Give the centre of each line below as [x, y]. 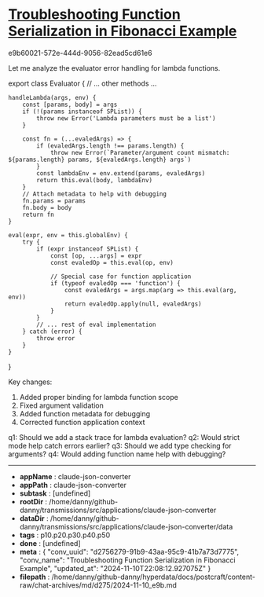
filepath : [35, 577]
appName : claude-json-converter [75, 476]
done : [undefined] [50, 543]
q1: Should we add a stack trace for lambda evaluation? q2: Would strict [124, 437]
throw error [56, 338]
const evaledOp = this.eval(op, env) [112, 262]
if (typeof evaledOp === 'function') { [115, 283]
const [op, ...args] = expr [96, 256]
